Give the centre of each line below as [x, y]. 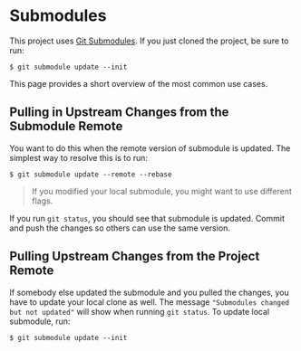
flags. [42, 201]
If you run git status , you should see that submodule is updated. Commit [147, 218]
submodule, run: [40, 321]
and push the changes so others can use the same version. [120, 228]
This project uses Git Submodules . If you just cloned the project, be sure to [149, 41]
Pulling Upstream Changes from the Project [135, 256]
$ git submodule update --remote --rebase [91, 174]
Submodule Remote [66, 126]
